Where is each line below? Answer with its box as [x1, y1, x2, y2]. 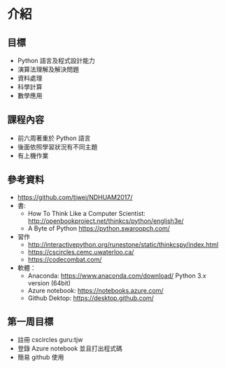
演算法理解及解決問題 [17, 65, 79, 74]
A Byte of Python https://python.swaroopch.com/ [27, 224, 170, 232]
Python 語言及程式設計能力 [17, 57, 96, 64]
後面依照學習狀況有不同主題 [17, 142, 98, 151]
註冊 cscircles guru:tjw [17, 336, 83, 344]
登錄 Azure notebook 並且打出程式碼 [17, 344, 122, 353]
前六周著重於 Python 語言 [17, 134, 91, 142]
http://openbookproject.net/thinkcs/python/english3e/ [27, 217, 184, 225]
